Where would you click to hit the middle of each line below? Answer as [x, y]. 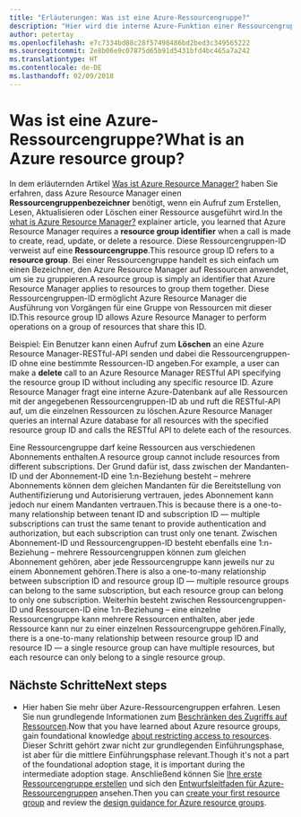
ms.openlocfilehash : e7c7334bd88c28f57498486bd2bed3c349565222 [130, 43]
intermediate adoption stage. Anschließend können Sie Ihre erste [142, 774]
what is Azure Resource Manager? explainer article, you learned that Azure [148, 222]
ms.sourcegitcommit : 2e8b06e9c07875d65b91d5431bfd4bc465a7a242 [130, 51]
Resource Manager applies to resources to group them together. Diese [139, 288]
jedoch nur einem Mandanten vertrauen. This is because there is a [131, 505]
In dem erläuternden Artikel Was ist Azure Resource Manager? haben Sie [144, 183]
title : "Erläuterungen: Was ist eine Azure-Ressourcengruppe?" [130, 18]
